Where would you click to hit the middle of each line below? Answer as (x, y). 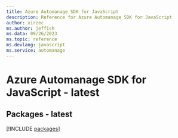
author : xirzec (25, 23)
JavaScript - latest (53, 92)
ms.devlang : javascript (36, 45)
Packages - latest (39, 115)
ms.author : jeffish (30, 28)
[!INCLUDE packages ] (33, 128)
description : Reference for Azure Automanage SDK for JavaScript (89, 17)
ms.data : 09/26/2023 (32, 34)
